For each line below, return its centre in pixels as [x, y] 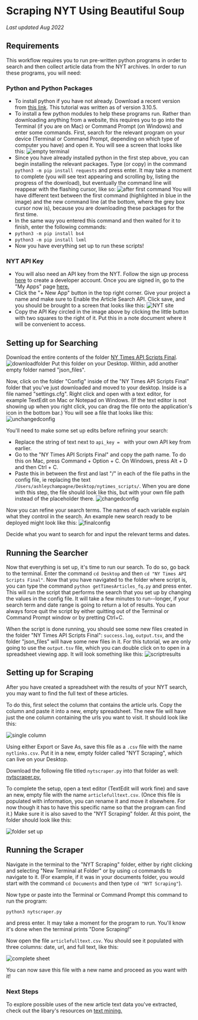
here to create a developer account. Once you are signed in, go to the [99, 280]
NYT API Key [25, 261]
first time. [26, 214]
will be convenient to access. [50, 325]
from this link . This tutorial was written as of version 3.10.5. [86, 107]
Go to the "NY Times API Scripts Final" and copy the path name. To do [100, 455]
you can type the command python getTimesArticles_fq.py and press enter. [99, 586]
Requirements [33, 46]
